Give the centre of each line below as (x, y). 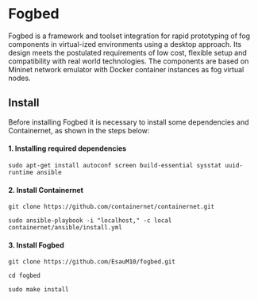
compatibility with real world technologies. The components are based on (129, 61)
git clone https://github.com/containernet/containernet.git (112, 207)
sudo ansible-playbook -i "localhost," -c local (90, 221)
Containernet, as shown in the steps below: (79, 130)
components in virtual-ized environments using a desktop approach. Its (125, 44)
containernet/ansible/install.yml (65, 228)
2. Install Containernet (46, 190)
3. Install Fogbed (37, 245)
